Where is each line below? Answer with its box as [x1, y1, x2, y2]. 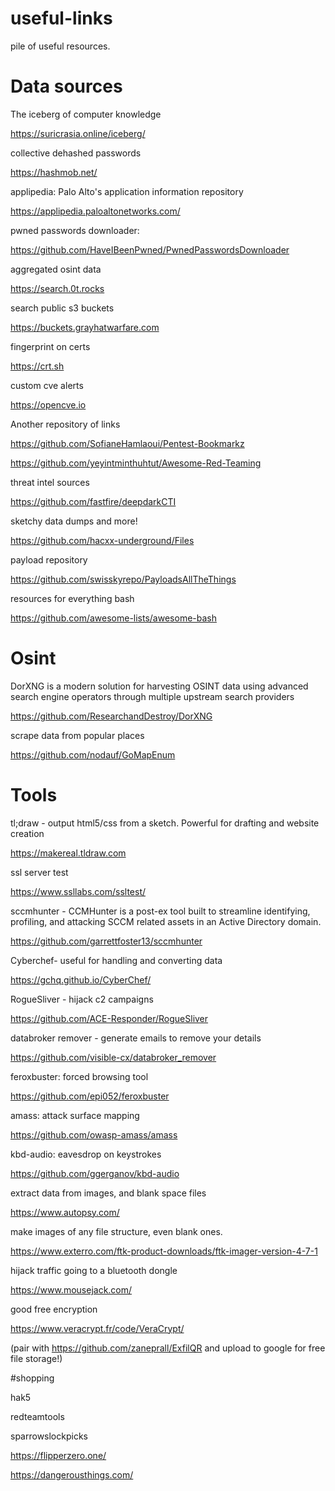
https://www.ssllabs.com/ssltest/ [10, 885, 147, 897]
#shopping [10, 1372, 55, 1384]
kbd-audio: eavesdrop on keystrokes [10, 1148, 162, 1160]
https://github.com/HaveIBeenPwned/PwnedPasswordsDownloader [10, 243, 290, 256]
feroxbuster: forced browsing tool [10, 1070, 149, 1082]
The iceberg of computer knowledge [10, 108, 162, 120]
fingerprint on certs [10, 340, 91, 352]
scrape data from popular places [10, 729, 145, 741]
